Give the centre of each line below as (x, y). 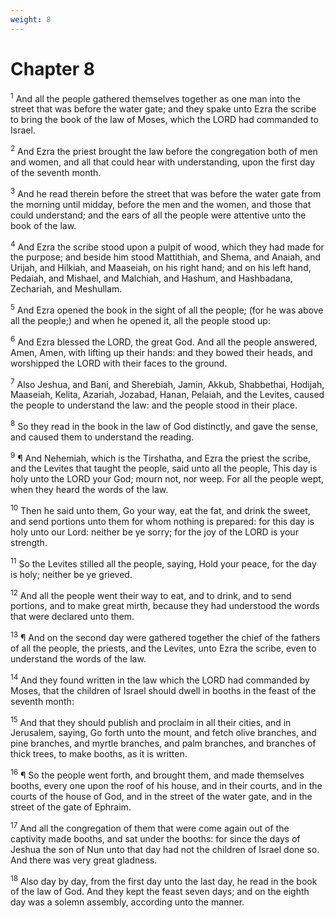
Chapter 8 (52, 68)
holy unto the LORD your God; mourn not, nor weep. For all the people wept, (167, 479)
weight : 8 (31, 19)
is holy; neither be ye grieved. (71, 574)
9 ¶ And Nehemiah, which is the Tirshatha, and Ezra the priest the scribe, (161, 457)
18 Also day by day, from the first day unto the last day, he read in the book (164, 880)
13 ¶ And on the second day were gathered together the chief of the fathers (165, 637)
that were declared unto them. (72, 617)
